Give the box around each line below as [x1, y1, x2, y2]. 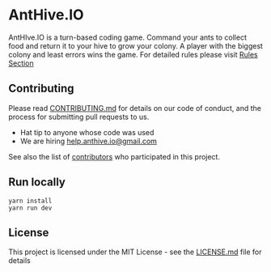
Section [8, 58, 34, 68]
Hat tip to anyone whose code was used [19, 127, 155, 137]
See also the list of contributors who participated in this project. [8, 151, 221, 161]
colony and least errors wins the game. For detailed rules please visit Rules [8, 49, 258, 59]
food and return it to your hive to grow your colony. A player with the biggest [8, 40, 263, 50]
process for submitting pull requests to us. [8, 112, 150, 121]
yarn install [8, 197, 53, 205]
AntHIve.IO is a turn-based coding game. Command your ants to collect [8, 32, 247, 42]
